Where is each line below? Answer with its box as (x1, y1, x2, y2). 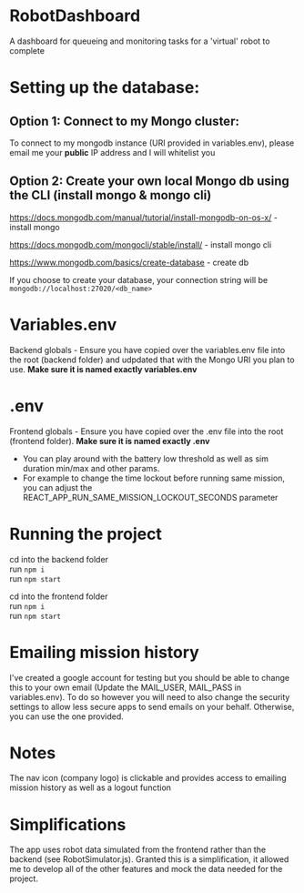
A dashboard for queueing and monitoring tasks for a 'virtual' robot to (9, 36, 270, 46)
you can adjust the (22, 482, 93, 492)
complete (9, 45, 46, 56)
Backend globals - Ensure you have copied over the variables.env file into (9, 344, 286, 355)
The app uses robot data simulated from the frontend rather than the (9, 844, 267, 856)
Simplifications (9, 814, 127, 835)
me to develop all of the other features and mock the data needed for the (9, 864, 283, 875)
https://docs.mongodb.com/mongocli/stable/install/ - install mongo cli (9, 238, 272, 250)
